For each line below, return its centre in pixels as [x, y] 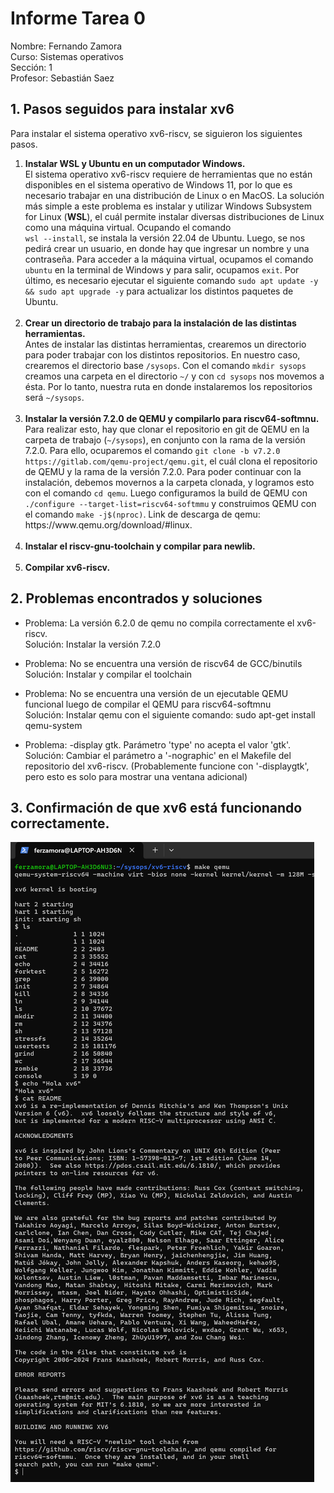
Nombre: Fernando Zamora [66, 46]
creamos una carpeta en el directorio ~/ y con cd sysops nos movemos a [174, 376]
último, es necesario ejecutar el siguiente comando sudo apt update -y [171, 280]
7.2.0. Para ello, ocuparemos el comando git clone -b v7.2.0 [152, 450]
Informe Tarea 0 [78, 18]
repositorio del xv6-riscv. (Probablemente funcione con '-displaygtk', [167, 766]
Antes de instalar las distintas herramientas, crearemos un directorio [165, 344]
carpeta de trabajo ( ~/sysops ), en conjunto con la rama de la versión [165, 439]
